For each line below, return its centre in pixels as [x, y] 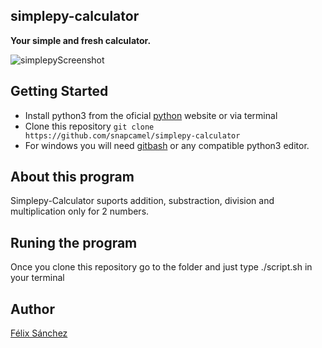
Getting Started [59, 91]
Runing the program [74, 242]
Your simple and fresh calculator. [81, 40]
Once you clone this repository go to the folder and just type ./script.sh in [161, 267]
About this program [72, 177]
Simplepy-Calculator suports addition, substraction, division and [142, 201]
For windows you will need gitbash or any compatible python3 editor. [167, 145]
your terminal [37, 278]
